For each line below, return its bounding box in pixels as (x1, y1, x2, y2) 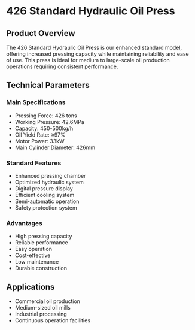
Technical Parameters (6, 80, 90, 90)
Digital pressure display (14, 184, 73, 192)
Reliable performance (14, 239, 68, 246)
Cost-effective (14, 252, 51, 259)
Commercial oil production (14, 298, 81, 305)
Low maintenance (14, 258, 59, 265)
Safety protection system (14, 204, 77, 211)
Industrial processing (14, 310, 67, 318)
